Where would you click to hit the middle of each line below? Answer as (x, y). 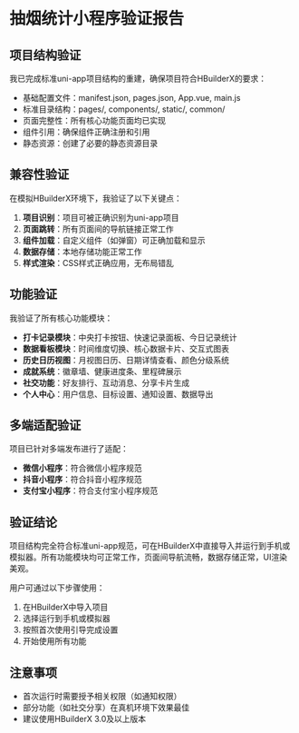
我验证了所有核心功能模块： (61, 318)
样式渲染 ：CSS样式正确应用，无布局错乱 (98, 262)
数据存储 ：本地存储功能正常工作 (82, 252)
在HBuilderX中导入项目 (65, 607)
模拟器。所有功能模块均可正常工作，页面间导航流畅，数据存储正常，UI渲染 (149, 557)
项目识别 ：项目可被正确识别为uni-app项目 (101, 217)
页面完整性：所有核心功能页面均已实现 (94, 120)
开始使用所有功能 (54, 641)
